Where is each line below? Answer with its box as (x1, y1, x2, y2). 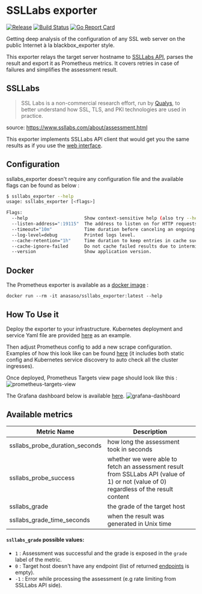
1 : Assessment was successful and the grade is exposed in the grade (14, 550, 188, 557)
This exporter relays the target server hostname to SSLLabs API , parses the (6, 53, 194, 60)
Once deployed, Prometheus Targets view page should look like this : (6, 374, 177, 381)
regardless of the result (107, 485, 173, 493)
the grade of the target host (107, 502, 185, 510)
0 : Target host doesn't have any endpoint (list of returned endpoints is (14, 562, 189, 569)
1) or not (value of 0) (107, 477, 167, 486)
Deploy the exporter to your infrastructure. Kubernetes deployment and (6, 325, 183, 332)
